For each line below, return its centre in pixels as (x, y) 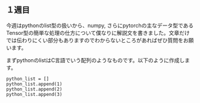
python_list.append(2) (34, 89)
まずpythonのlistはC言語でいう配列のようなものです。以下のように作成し (96, 60)
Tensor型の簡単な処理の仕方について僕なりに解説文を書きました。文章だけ (98, 33)
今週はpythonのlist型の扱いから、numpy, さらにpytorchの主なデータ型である (100, 25)
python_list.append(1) (34, 84)
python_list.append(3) (34, 94)
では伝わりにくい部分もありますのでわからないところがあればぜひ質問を (95, 40)
